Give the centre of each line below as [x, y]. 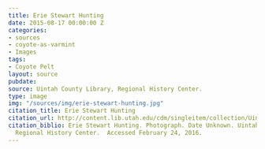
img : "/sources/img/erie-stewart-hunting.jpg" [86, 103]
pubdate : [22, 81]
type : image [28, 96]
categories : [28, 30]
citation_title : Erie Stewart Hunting [72, 111]
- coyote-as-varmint [42, 45]
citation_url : [32, 118]
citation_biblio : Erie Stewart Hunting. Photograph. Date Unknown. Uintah [134, 125]
